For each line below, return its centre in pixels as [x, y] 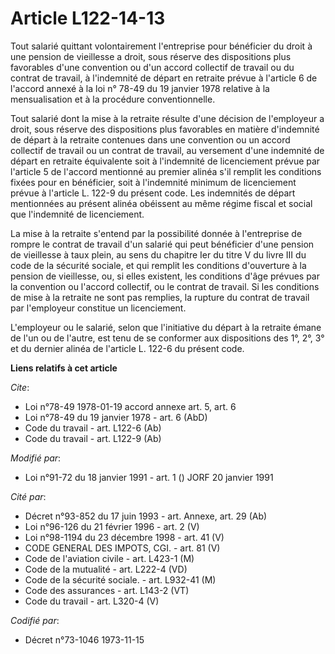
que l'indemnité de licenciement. [77, 214]
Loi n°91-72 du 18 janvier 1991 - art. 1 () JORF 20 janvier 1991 [149, 477]
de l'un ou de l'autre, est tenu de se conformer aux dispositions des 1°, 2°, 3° [167, 338]
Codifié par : [35, 620]
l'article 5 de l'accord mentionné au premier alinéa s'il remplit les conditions [166, 171]
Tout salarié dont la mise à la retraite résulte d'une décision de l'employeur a [167, 118]
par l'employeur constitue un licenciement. [98, 308]
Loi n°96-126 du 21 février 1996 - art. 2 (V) [112, 526]
